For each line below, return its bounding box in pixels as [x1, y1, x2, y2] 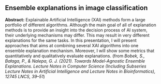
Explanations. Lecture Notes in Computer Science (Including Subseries [5, 63, 146, 69]
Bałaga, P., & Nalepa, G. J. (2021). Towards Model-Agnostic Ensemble [5, 58, 145, 64]
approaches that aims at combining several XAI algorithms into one [5, 42, 139, 48]
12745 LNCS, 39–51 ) [5, 73, 45, 79]
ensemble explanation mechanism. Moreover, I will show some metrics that [5, 48, 155, 53]
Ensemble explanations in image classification [5, 4, 148, 12]
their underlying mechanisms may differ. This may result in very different [5, 32, 150, 38]
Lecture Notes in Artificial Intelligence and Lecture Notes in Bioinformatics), [5, 68, 156, 74]
